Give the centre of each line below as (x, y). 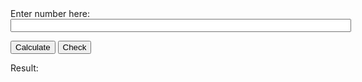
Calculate (33, 47)
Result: (24, 68)
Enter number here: (50, 13)
